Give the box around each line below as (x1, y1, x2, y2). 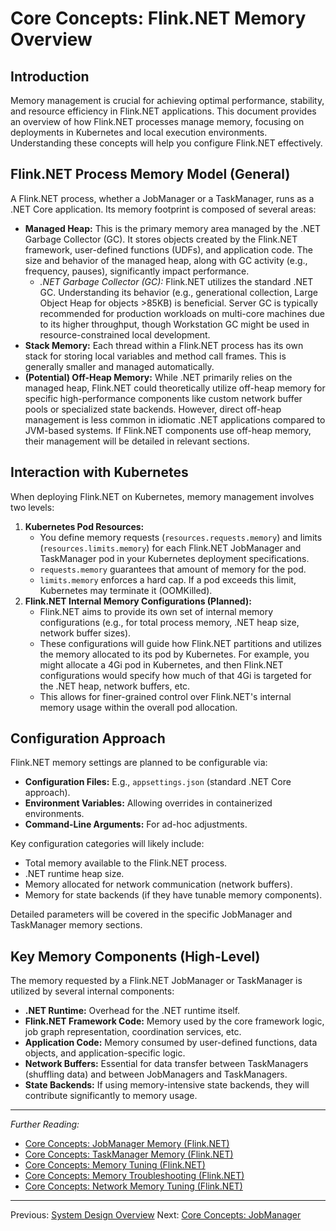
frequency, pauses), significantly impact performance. (24, 265, 250, 277)
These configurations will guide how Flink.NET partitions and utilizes (39, 637, 322, 649)
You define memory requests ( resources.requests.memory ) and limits (39, 531, 323, 543)
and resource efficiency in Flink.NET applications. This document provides (10, 105, 317, 117)
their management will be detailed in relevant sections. (24, 435, 250, 447)
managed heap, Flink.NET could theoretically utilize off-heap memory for (24, 382, 326, 394)
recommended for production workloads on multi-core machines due (39, 307, 325, 319)
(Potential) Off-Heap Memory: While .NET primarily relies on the (24, 371, 293, 383)
